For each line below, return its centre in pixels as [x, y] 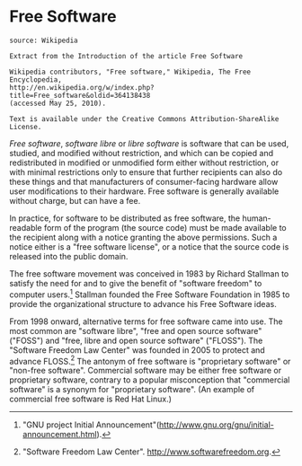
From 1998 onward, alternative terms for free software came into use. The [146, 321]
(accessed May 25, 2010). [58, 103]
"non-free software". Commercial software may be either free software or [146, 371]
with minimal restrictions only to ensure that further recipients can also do [146, 171]
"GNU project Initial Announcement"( [91, 425]
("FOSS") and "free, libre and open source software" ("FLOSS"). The [136, 340]
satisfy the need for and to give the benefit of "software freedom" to [136, 283]
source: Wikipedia [44, 40]
